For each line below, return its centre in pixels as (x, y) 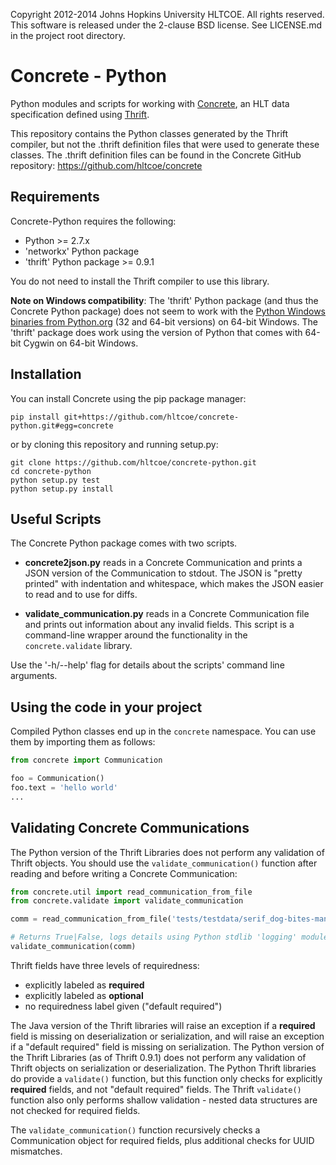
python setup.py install (62, 489)
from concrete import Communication (86, 760)
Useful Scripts (56, 519)
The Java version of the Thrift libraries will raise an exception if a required (163, 1025)
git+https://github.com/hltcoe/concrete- (151, 417)
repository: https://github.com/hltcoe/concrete (106, 165)
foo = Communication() (57, 779)
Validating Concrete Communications (130, 828)
